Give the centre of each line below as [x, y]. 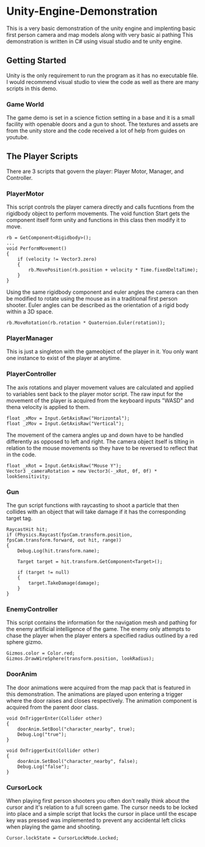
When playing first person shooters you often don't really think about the [98, 800]
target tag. [19, 518]
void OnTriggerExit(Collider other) [53, 750]
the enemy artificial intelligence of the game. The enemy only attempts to [99, 629]
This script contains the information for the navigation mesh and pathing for [102, 623]
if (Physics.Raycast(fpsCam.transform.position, [69, 535]
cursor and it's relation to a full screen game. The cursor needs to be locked [102, 807]
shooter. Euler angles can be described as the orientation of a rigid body [98, 305]
